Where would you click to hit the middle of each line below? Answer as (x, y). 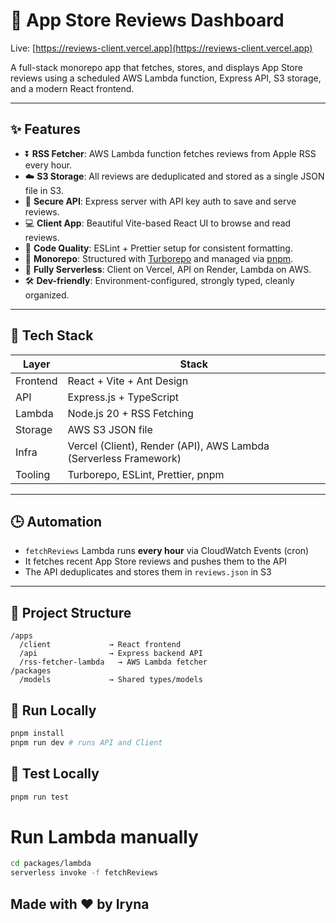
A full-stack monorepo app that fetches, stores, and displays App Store (156, 67)
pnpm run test (40, 797)
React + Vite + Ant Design (128, 381)
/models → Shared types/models (111, 680)
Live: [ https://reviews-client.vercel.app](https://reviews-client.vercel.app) (161, 48)
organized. (47, 295)
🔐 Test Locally (55, 774)
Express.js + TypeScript (123, 397)
